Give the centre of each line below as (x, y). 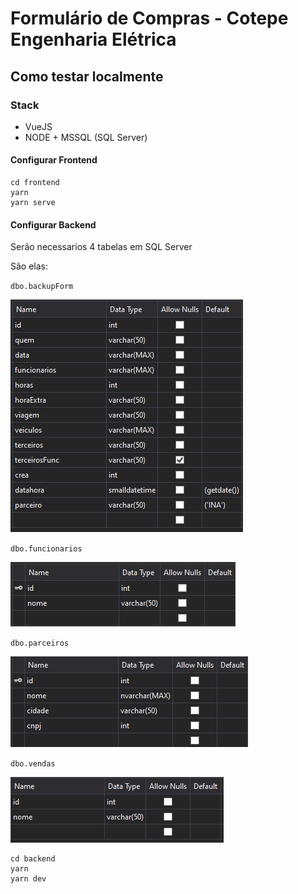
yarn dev (28, 879)
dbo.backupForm (42, 287)
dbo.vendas (33, 764)
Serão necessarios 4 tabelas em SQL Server (101, 247)
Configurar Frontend (54, 160)
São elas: (29, 266)
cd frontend (35, 183)
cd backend (33, 859)
